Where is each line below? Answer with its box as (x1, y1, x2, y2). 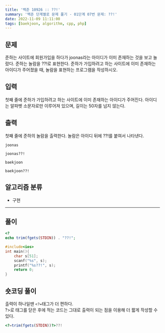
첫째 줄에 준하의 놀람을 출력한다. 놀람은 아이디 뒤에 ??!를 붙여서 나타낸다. (5, 133, 144, 139)
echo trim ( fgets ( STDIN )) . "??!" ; (5, 235, 76, 241)
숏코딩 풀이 (5, 287, 37, 295)
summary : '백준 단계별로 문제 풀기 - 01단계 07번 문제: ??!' (5, 12, 117, 17)
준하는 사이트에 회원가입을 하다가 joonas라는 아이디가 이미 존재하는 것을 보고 (5, 55, 152, 61)
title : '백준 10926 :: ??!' (5, 7, 60, 12)
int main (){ (5, 249, 29, 254)
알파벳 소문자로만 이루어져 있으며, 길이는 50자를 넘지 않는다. (10, 103, 126, 109)
